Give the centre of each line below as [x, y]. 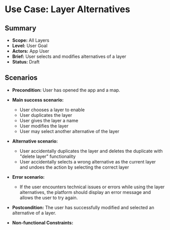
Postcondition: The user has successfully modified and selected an [83, 207]
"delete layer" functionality [48, 156]
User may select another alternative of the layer [70, 131]
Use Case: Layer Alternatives [67, 9]
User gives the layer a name [49, 120]
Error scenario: [28, 177]
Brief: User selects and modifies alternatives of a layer [69, 56]
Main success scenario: [38, 100]
